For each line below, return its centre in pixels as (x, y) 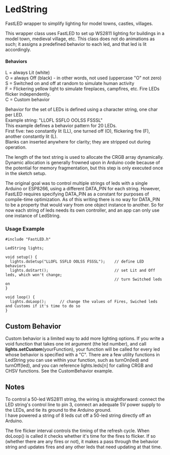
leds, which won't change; (34, 275)
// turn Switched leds (138, 279)
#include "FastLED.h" (28, 239)
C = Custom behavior (27, 100)
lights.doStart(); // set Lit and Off (83, 271)
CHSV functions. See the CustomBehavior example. (59, 371)
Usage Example (25, 229)
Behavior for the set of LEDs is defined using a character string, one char (82, 109)
